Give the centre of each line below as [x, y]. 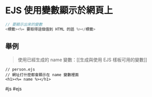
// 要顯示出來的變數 [24, 24]
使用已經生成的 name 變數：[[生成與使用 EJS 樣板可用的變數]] [82, 60]
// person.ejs [20, 69]
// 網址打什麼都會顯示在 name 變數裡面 [42, 75]
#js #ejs [13, 89]
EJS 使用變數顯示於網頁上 [59, 10]
